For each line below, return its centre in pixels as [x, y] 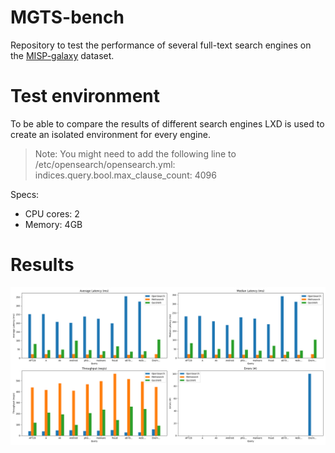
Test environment [85, 96]
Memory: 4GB [53, 224]
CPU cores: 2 [52, 213]
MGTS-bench [67, 17]
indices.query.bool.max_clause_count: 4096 [125, 175]
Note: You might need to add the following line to [135, 153]
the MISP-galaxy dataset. [62, 55]
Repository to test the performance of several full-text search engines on [161, 45]
